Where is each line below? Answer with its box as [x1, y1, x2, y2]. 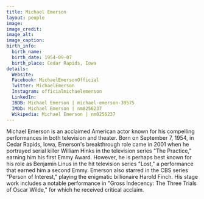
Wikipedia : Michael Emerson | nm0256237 [12, 111, 116, 117]
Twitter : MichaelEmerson [12, 83, 75, 89]
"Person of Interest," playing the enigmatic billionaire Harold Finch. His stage [6, 173, 199, 181]
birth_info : [6, 43, 37, 49]
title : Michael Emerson [6, 9, 67, 15]
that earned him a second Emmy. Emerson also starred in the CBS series [6, 167, 189, 174]
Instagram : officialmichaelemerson [12, 89, 102, 95]
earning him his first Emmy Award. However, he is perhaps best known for [6, 154, 192, 161]
